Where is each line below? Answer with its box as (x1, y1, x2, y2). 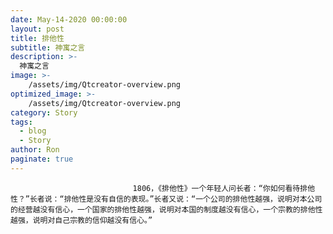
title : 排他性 (10, 33, 65, 43)
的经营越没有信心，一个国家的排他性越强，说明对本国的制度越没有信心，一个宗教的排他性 (10, 204, 323, 215)
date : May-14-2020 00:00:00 (10, 14, 128, 25)
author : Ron (10, 145, 60, 155)
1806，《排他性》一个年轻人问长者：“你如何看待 (132, 183, 301, 193)
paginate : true (10, 154, 74, 164)
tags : (10, 117, 33, 127)
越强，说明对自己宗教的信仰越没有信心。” (10, 215, 153, 225)
